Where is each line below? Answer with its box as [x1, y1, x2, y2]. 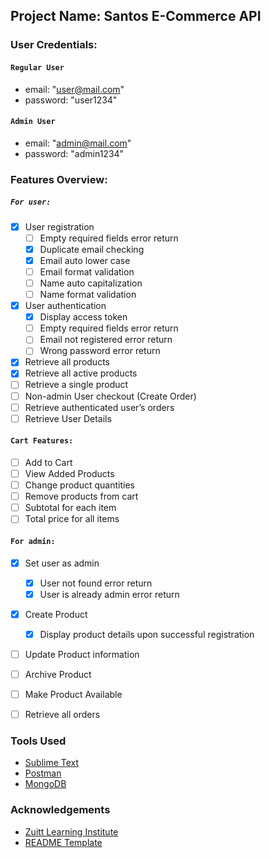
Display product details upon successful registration [39, 628, 255, 640]
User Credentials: [10, 38, 98, 52]
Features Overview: [10, 172, 108, 186]
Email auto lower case [39, 254, 131, 266]
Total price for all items [24, 513, 120, 525]
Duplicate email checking [39, 243, 145, 255]
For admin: [10, 536, 56, 546]
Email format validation [39, 265, 135, 278]
